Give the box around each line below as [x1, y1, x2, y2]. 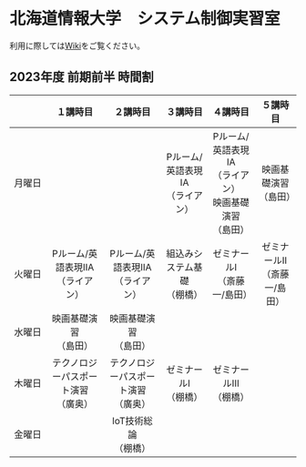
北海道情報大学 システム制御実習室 [9, 8, 280, 29]
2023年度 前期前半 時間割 [9, 69, 155, 85]
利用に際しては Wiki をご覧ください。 [9, 40, 146, 51]
